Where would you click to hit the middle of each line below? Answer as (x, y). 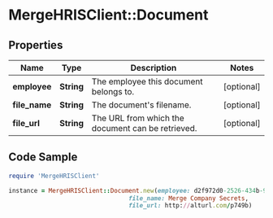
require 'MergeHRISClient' (54, 176)
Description (154, 68)
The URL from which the (138, 118)
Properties (36, 45)
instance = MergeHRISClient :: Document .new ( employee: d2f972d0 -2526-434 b (134, 190)
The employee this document (147, 81)
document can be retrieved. (144, 128)
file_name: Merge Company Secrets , (189, 198)
